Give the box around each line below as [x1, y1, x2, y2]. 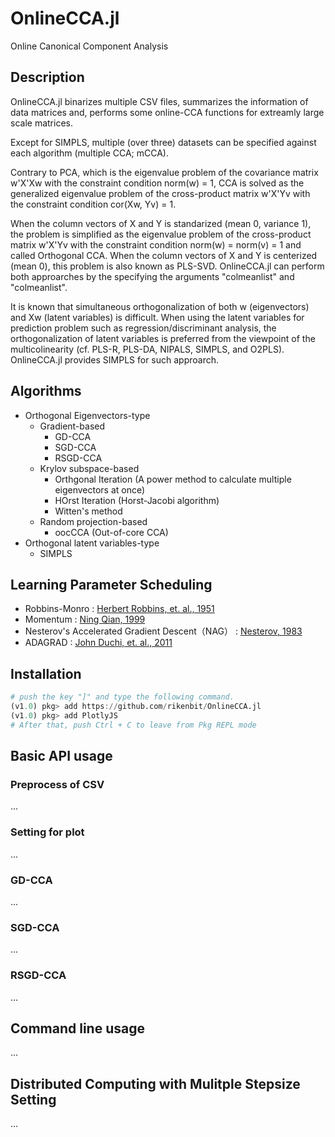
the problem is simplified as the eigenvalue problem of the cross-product [10, 228, 312, 240]
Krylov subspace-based [39, 462, 140, 474]
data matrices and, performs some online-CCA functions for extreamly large [10, 106, 325, 118]
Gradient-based [39, 420, 106, 432]
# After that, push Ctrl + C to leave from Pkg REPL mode [10, 720, 257, 730]
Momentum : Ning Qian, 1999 [24, 613, 146, 626]
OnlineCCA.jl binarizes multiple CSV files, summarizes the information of [10, 95, 309, 107]
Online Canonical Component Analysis [10, 40, 169, 52]
